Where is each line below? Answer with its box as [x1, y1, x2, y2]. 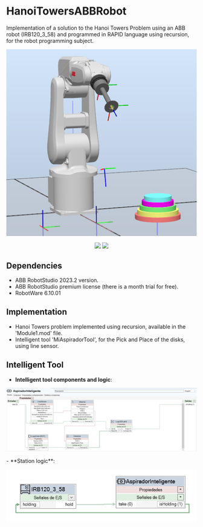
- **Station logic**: [6, 457, 56, 464]
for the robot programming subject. [6, 37, 94, 44]
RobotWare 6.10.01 [14, 289, 61, 296]
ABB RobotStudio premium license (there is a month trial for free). [14, 283, 179, 290]
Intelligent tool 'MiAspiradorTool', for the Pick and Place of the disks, [14, 336, 185, 343]
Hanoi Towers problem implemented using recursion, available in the [14, 322, 186, 330]
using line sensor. [14, 342, 59, 349]
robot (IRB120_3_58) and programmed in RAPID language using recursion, [6, 30, 190, 38]
